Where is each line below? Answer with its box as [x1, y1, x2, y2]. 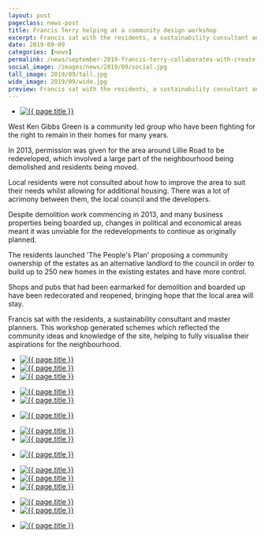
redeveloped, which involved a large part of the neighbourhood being [8, 154, 234, 164]
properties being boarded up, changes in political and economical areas [8, 218, 242, 228]
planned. [8, 235, 37, 245]
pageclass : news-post [8, 19, 80, 27]
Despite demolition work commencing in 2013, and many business [8, 210, 223, 220]
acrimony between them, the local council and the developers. [8, 194, 211, 204]
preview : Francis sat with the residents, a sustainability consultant [8, 85, 248, 93]
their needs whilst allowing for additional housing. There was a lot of [8, 186, 230, 196]
